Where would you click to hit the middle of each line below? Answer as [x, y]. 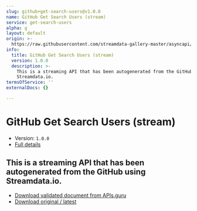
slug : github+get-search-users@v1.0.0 [53, 11]
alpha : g [17, 28]
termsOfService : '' [30, 83]
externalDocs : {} [27, 88]
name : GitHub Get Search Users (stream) [56, 17]
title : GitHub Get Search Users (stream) [63, 55]
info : [13, 50]
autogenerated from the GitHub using [76, 172]
